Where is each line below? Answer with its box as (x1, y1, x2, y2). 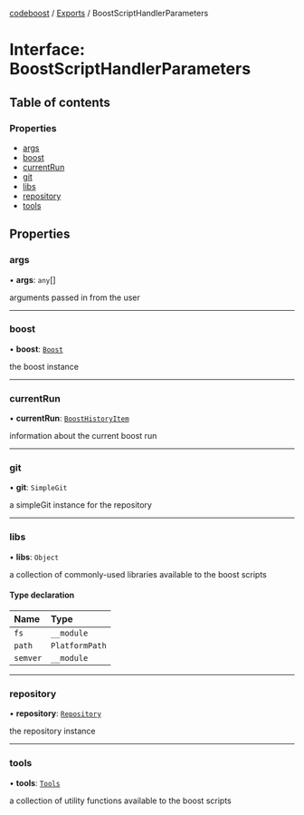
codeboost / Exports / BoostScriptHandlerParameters (9, 8, 209, 18)
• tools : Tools (9, 777, 61, 788)
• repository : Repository (9, 708, 102, 719)
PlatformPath (51, 640, 107, 651)
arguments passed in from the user (9, 292, 140, 303)
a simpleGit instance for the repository (9, 500, 152, 510)
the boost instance (9, 361, 80, 372)
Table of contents (9, 94, 110, 110)
